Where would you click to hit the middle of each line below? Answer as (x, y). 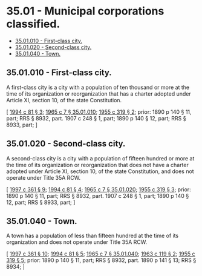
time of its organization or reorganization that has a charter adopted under (99, 94)
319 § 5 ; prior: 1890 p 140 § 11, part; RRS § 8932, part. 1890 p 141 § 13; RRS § (101, 260)
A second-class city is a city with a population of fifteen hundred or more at (100, 158)
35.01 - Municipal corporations (85, 11)
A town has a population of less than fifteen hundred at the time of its (93, 236)
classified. (33, 24)
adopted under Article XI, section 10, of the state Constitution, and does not (100, 171)
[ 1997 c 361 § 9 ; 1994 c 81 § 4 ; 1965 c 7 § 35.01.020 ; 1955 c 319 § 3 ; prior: (99, 189)
